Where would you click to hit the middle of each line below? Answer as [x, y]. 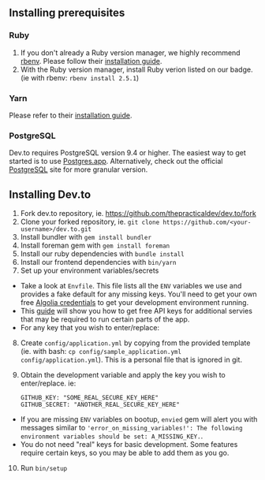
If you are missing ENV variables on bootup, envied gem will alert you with [139, 419]
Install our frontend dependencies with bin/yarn [98, 262]
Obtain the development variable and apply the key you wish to [123, 375]
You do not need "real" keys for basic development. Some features [129, 445]
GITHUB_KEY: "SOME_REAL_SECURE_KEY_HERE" [89, 398]
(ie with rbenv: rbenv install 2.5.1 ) [80, 77]
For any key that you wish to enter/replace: [90, 328]
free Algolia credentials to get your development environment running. [134, 303]
